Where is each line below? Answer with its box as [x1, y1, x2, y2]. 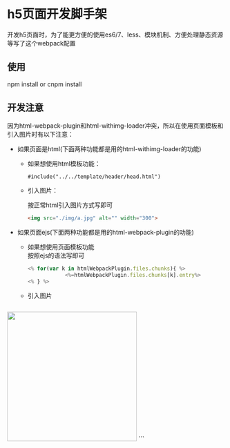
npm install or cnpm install [7, 80, 82, 88]
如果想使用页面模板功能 [27, 243, 95, 251]
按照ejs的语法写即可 [27, 251, 85, 260]
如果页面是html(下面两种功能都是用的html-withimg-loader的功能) [17, 144, 202, 153]
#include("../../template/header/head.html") [27, 173, 161, 180]
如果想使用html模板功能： [27, 159, 102, 168]
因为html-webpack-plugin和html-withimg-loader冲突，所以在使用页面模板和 [7, 121, 224, 130]
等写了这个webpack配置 [7, 39, 76, 47]
